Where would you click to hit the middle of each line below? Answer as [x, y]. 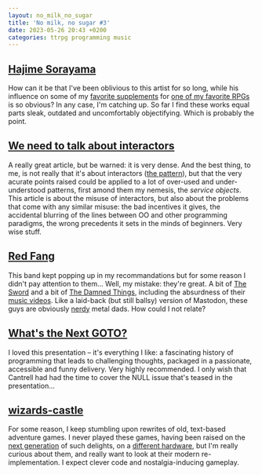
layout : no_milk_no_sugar [50, 15]
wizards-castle [46, 410]
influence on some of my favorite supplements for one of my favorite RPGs [129, 97]
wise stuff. [25, 232]
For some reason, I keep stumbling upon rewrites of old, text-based [117, 429]
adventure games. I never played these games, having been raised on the [127, 437]
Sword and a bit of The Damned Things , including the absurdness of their [127, 292]
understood [27, 190]
